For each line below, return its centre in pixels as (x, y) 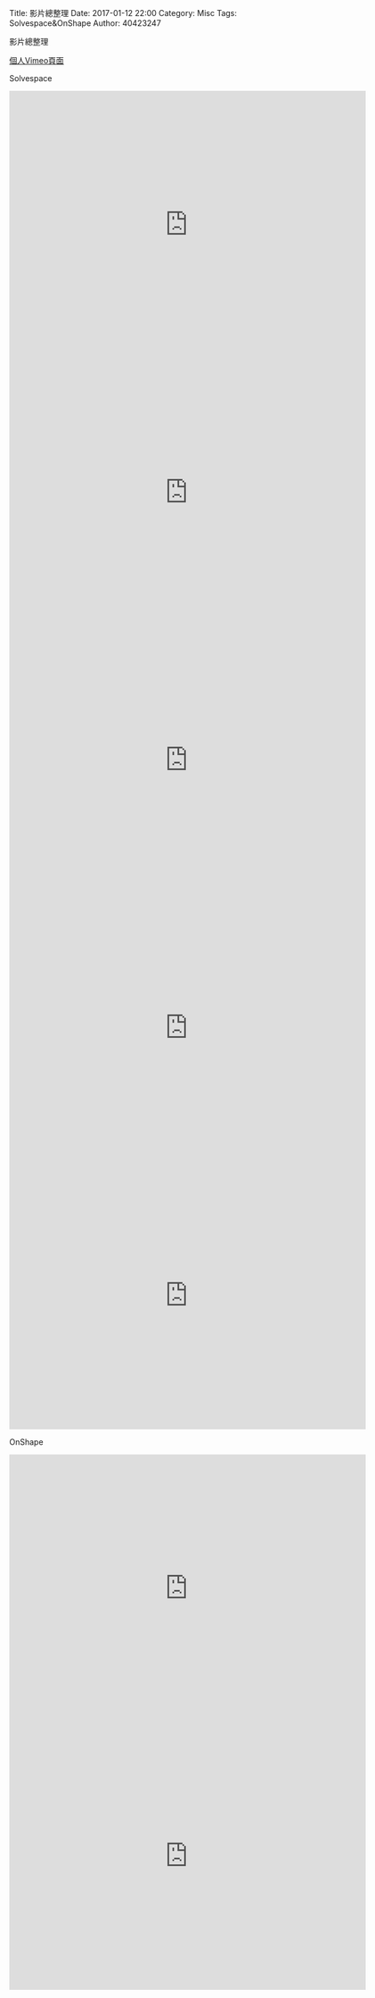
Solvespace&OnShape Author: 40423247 (86, 23)
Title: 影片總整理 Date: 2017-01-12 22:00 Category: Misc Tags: (123, 13)
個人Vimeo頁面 (37, 60)
